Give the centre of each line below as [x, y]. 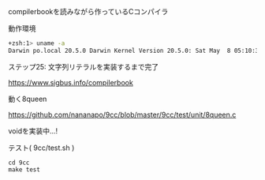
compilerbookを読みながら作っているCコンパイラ [88, 11]
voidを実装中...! [33, 131]
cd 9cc [19, 163]
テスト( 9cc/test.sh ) [41, 148]
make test [24, 169]
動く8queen [28, 99]
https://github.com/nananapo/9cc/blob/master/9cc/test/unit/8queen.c [122, 114]
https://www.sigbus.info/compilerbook [71, 82]
